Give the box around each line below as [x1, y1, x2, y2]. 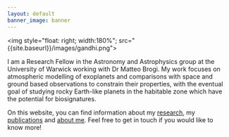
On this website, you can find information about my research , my [7, 108, 196, 117]
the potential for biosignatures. [7, 94, 97, 103]
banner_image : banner [7, 17, 71, 24]
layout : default [7, 10, 55, 18]
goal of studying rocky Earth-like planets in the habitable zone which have [7, 87, 223, 96]
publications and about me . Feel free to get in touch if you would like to [7, 115, 213, 124]
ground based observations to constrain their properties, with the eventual [7, 79, 223, 88]
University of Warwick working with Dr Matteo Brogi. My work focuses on [7, 65, 221, 73]
